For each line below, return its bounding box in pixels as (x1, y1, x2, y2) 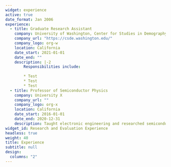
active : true (5, 12, 33, 17)
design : (5, 150, 22, 155)
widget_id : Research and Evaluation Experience (5, 126, 108, 131)
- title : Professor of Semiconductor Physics (10, 88, 108, 93)
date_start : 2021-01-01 (14, 50, 65, 55)
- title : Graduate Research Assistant (10, 26, 93, 32)
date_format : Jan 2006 (5, 17, 53, 22)
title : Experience (5, 140, 44, 145)
